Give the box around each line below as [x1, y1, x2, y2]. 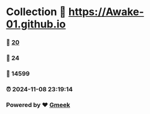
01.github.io [6, 17, 66, 31]
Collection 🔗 [6, 5, 66, 19]
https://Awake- [68, 5, 145, 19]
